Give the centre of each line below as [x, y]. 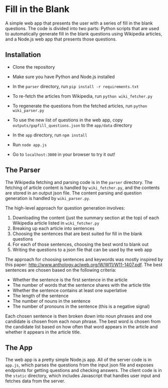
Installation [23, 55]
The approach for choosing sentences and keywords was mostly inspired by [84, 259]
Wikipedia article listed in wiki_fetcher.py [56, 223]
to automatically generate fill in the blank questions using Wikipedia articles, [84, 34]
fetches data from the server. [35, 381]
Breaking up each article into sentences [53, 228]
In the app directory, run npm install [50, 135]
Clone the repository [34, 67]
